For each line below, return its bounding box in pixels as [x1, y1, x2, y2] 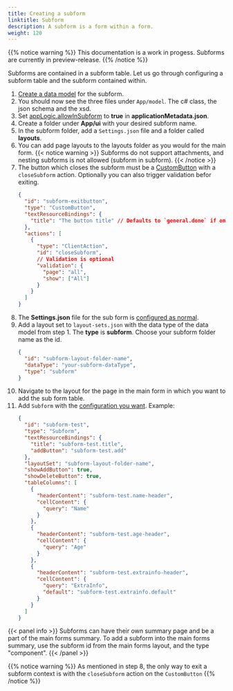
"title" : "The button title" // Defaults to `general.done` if [30, 217, 217, 224]
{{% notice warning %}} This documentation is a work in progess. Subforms [8, 48, 225, 57]
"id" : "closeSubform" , [36, 250, 102, 257]
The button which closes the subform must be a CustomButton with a [17, 163, 216, 172]
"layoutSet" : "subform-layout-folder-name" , [24, 460, 155, 467]
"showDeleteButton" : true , [24, 473, 102, 480]
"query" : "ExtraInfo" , [43, 582, 109, 589]
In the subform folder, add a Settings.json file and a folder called [17, 127, 205, 135]
